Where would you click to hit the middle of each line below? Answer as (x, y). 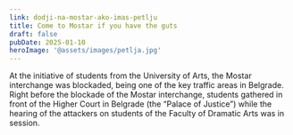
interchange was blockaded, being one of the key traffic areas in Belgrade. (146, 85)
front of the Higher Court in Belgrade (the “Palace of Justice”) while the (141, 104)
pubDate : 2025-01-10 (48, 42)
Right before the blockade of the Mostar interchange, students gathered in (146, 95)
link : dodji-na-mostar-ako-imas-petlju (84, 17)
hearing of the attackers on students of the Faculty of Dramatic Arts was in (147, 114)
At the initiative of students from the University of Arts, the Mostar (130, 75)
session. (25, 123)
